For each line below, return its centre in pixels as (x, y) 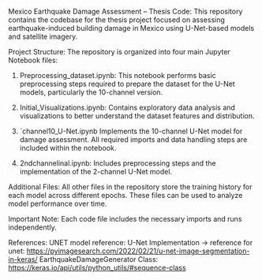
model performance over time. (58, 203)
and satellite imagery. (43, 36)
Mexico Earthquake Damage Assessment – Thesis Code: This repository (125, 11)
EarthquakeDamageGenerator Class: (99, 259)
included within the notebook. (68, 148)
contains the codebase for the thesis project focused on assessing (116, 20)
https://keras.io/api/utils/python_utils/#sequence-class (97, 268)
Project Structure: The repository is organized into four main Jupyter (119, 52)
